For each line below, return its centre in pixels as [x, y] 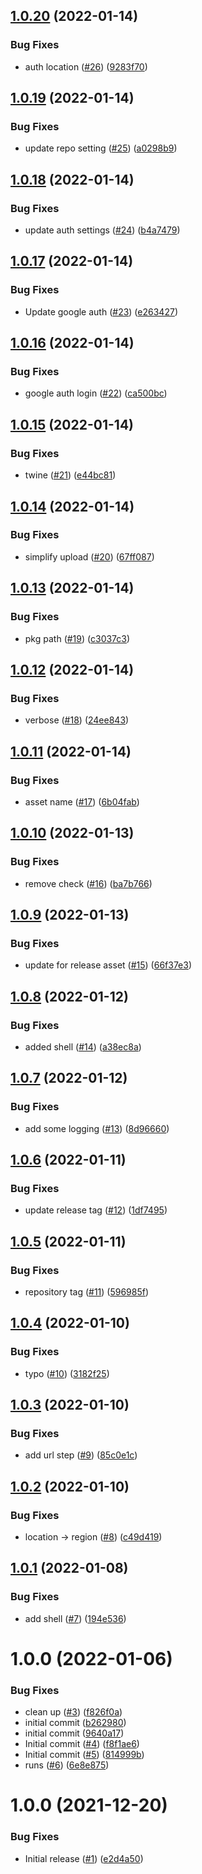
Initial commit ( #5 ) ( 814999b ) [84, 1755]
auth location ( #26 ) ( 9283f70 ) [86, 66]
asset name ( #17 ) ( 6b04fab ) [82, 801]
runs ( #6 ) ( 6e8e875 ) [67, 1765]
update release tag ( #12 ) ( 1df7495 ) [96, 1210]
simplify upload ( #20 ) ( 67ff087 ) [89, 556]
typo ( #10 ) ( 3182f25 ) [67, 1373]
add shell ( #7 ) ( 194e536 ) [75, 1618]
